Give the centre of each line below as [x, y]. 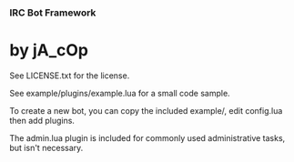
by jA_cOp [49, 51]
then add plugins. [42, 120]
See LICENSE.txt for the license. [70, 76]
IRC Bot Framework [53, 13]
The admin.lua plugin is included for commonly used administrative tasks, [147, 137]
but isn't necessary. [46, 147]
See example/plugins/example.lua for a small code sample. [120, 93]
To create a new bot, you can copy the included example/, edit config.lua [146, 110]
